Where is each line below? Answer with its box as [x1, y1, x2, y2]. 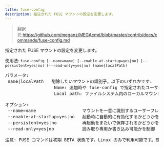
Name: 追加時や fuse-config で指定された [54, 85, 146, 90]
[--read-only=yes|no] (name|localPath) [46, 63, 128, 68]
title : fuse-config [5, 7, 45, 12]
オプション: [5, 102, 29, 107]
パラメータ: [5, 73, 29, 78]
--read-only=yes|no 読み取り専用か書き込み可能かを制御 [7, 126, 155, 131]
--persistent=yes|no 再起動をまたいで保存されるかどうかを [7, 120, 160, 126]
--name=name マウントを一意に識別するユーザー [7, 108, 150, 113]
